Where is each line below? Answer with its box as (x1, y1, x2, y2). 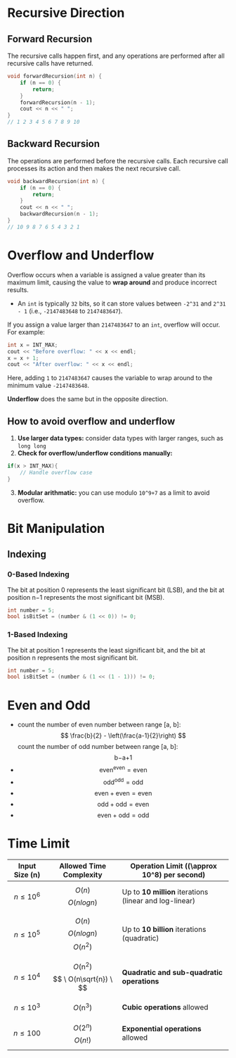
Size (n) (13, 869, 41, 879)
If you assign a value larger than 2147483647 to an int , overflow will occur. (7, 320, 221, 329)
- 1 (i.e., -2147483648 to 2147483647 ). (17, 306, 123, 315)
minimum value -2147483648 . (7, 382, 90, 390)
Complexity (63, 869, 103, 879)
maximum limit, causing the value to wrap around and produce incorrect (7, 278, 217, 286)
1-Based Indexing (7, 630, 68, 640)
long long (17, 443, 47, 450)
